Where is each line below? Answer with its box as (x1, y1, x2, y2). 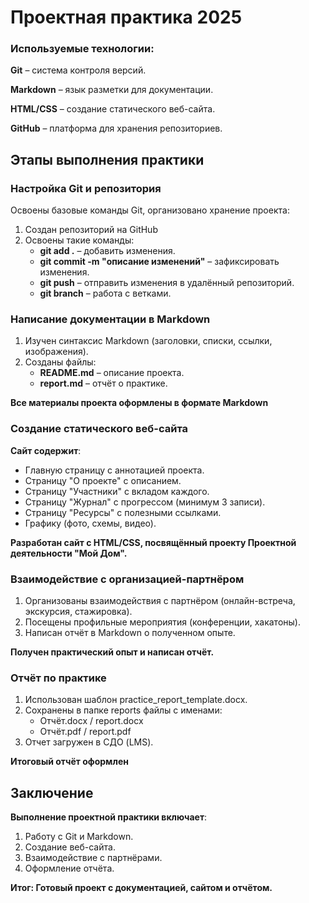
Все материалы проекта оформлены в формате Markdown (10, 397, 269, 409)
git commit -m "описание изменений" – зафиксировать (39, 256, 280, 268)
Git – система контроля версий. (10, 64, 147, 76)
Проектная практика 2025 (10, 6, 243, 29)
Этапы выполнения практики (10, 151, 205, 168)
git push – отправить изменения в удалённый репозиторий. (39, 277, 295, 289)
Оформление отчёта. (24, 862, 115, 875)
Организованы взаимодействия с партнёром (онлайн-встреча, (24, 595, 296, 607)
